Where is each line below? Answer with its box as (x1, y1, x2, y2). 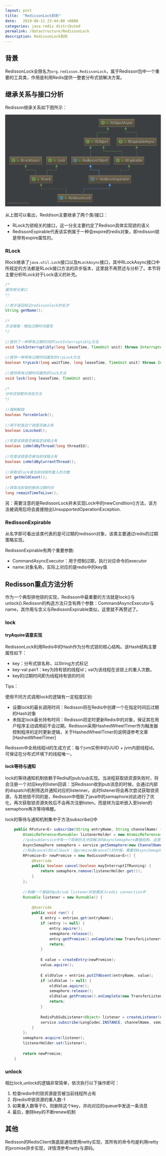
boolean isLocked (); (5, 428, 48, 433)
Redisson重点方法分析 (5, 580, 74, 588)
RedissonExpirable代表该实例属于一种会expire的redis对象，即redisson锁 (12, 228, 160, 234)
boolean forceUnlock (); (5, 412, 54, 417)
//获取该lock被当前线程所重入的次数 (5, 470, 70, 474)
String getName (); (5, 308, 43, 313)
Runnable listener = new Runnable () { (23, 895, 103, 899)
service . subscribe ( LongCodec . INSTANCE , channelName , (40, 1020, 152, 1025)
